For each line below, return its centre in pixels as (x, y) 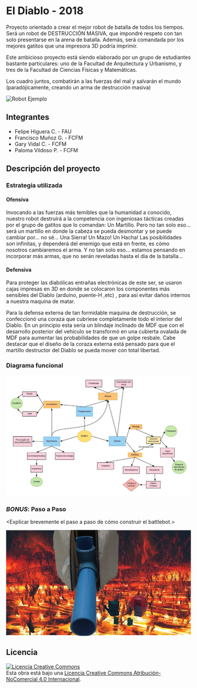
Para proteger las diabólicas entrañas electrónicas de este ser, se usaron (94, 283)
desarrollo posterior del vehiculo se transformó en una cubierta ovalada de (96, 332)
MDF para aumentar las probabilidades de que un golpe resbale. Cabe (91, 338)
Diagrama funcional (35, 366)
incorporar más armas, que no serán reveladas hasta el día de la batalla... (95, 256)
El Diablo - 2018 (45, 11)
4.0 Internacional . (60, 679)
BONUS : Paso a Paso (36, 509)
